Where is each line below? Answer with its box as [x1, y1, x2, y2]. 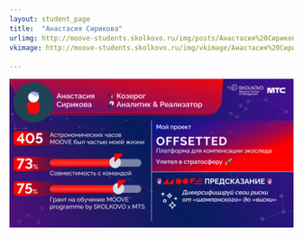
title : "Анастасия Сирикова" [9, 23, 124, 33]
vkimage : [9, 43, 42, 52]
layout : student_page [9, 14, 91, 23]
